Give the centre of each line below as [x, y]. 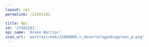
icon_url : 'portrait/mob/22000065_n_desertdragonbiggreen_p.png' [75, 37]
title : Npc [17, 23]
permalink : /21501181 [28, 14]
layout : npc [18, 10]
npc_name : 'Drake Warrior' [33, 33]
